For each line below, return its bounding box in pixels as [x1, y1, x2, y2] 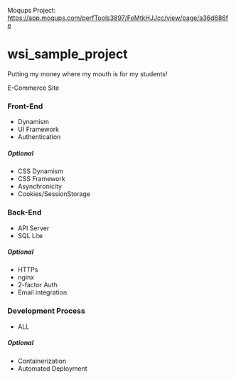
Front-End [7, 101, 43, 111]
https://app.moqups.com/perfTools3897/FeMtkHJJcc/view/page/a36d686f [7, 14, 229, 22]
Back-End [7, 207, 42, 217]
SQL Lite [17, 231, 43, 240]
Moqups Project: [7, 6, 56, 14]
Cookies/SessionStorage [17, 190, 91, 198]
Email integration [17, 288, 68, 297]
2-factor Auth [17, 281, 58, 289]
